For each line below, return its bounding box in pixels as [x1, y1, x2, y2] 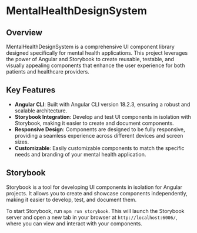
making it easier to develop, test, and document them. [6, 196, 137, 203]
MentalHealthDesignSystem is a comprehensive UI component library [6, 43, 175, 50]
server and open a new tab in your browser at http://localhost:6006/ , [6, 214, 178, 221]
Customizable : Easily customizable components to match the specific [14, 144, 185, 151]
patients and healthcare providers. [6, 68, 89, 75]
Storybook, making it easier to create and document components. [14, 119, 175, 127]
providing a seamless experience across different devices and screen [14, 132, 183, 139]
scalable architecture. [14, 107, 68, 114]
